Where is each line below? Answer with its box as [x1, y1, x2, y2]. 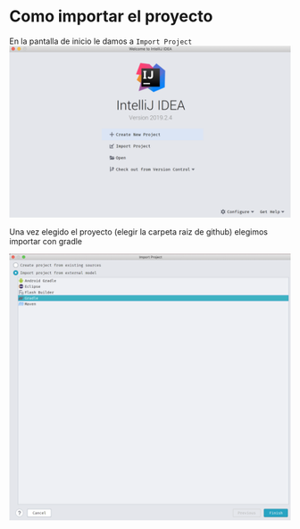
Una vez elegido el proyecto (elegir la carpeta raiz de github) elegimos [9, 227, 268, 237]
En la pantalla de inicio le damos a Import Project [9, 36, 193, 46]
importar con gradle [9, 236, 83, 247]
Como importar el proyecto [9, 6, 213, 27]
